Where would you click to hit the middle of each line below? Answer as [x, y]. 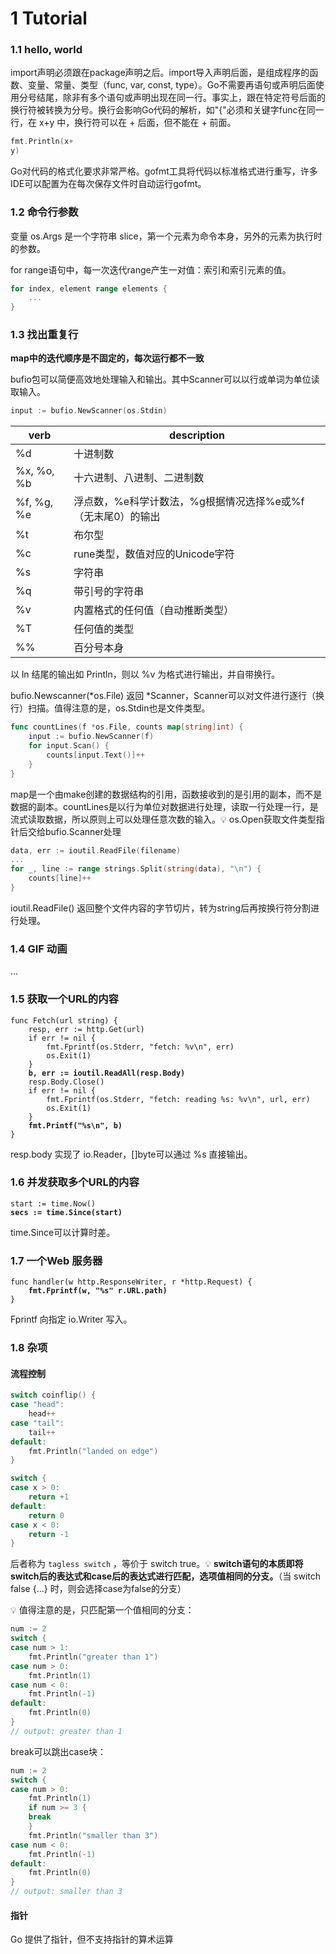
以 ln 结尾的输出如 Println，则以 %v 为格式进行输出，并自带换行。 [145, 674]
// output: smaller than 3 [66, 1892]
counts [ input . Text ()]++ [95, 755]
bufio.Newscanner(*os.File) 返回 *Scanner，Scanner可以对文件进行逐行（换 [167, 696]
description [197, 435]
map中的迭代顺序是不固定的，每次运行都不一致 [107, 358]
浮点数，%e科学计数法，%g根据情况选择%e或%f [189, 502]
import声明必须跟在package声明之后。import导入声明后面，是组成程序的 [160, 73]
